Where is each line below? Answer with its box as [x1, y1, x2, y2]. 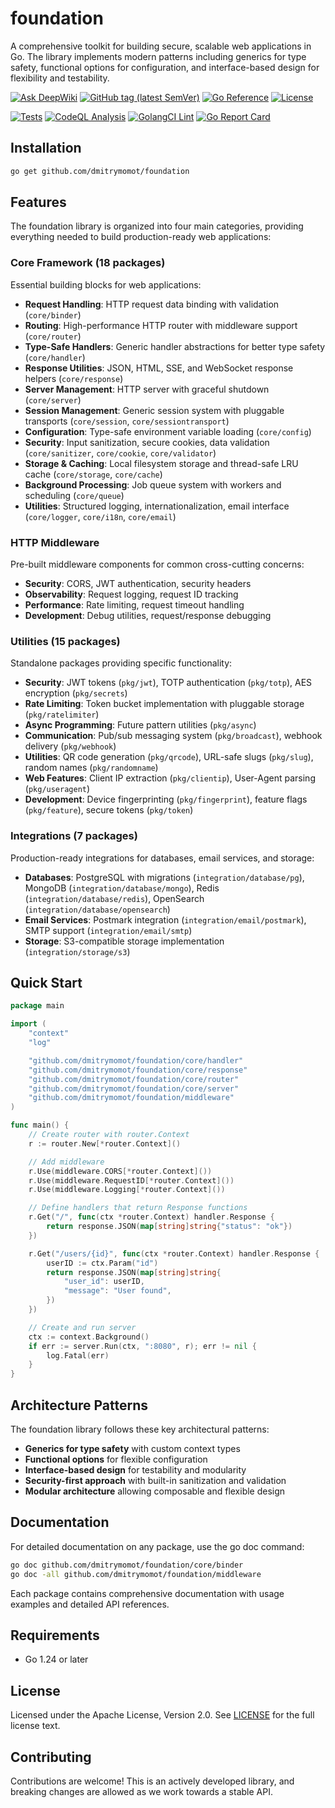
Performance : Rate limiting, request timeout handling [24, 599, 245, 611]
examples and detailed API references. [10, 1598, 170, 1610]
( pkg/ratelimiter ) [24, 708, 100, 721]
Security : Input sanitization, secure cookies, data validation [24, 436, 270, 448]
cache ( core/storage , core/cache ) [24, 468, 163, 480]
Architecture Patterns [10, 1397, 149, 1414]
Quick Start [10, 975, 83, 992]
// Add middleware [28, 1157, 105, 1167]
